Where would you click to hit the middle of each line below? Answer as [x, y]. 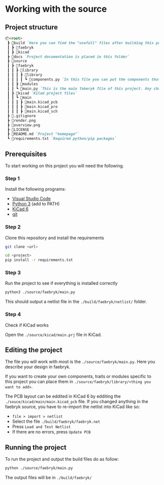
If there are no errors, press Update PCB [51, 432]
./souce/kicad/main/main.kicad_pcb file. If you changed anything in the [77, 402]
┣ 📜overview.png [24, 125]
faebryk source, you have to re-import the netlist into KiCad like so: [72, 407]
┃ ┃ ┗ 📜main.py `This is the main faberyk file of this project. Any [79, 89]
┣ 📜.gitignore [21, 116]
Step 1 [12, 179]
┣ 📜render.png [21, 120]
